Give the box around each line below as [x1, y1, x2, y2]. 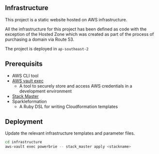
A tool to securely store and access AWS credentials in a [19, 83, 132, 89]
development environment [19, 88, 72, 94]
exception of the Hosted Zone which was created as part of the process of [5, 31, 154, 37]
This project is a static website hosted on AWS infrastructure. [5, 16, 127, 22]
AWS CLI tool [12, 73, 39, 78]
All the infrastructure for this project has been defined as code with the [5, 26, 147, 32]
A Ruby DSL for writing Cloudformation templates [19, 104, 118, 109]
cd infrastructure [5, 140, 42, 145]
